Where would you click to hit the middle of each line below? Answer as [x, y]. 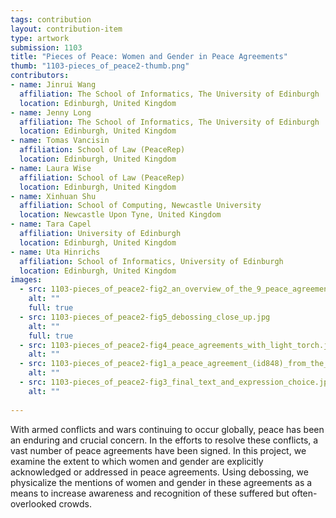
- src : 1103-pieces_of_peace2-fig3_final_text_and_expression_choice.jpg [176, 382]
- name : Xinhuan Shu [53, 196]
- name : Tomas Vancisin [60, 141]
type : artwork [40, 38]
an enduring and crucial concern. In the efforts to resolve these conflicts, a [164, 440]
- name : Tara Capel [51, 224]
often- [304, 493]
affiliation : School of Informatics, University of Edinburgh [151, 261]
